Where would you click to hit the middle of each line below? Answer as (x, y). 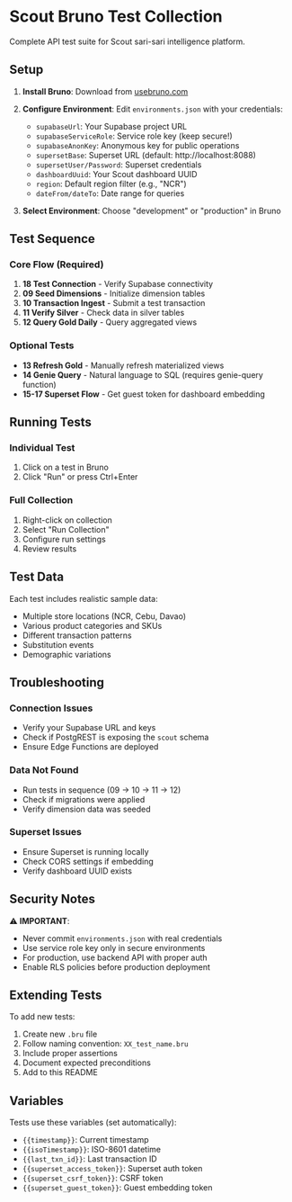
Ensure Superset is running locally (86, 851)
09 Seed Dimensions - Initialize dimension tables (114, 293)
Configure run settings (64, 539)
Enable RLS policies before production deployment (116, 967)
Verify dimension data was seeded (86, 809)
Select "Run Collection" (66, 529)
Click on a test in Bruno (66, 467)
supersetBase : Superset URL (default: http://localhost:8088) (146, 155)
